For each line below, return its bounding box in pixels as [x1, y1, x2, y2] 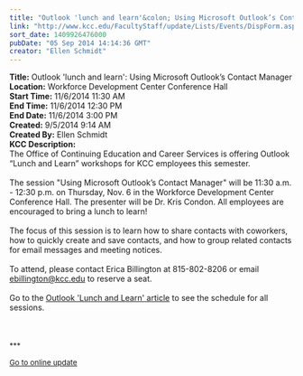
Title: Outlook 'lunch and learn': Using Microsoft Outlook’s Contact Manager [9, 71, 293, 82]
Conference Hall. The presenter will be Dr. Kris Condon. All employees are [9, 196, 284, 208]
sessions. [9, 302, 45, 313]
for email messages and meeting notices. [9, 245, 162, 256]
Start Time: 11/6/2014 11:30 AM [9, 91, 126, 102]
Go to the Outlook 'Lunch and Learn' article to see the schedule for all [9, 293, 269, 304]
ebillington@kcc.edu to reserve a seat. [9, 273, 152, 285]
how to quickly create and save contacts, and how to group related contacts [9, 235, 292, 246]
